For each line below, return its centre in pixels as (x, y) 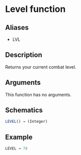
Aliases (17, 28)
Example (19, 137)
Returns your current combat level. (41, 67)
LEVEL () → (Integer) (27, 122)
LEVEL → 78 (16, 149)
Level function (36, 9)
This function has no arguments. (38, 94)
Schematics (24, 110)
